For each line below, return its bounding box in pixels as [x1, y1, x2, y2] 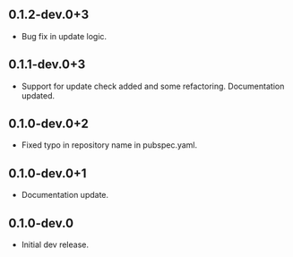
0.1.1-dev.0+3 [8, 57, 86, 73]
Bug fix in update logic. [21, 30, 108, 41]
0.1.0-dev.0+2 [8, 116, 89, 132]
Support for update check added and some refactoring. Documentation [21, 81, 285, 91]
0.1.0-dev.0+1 [8, 166, 87, 181]
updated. [21, 90, 56, 101]
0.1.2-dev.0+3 [8, 7, 90, 22]
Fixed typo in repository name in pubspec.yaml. [21, 140, 198, 150]
